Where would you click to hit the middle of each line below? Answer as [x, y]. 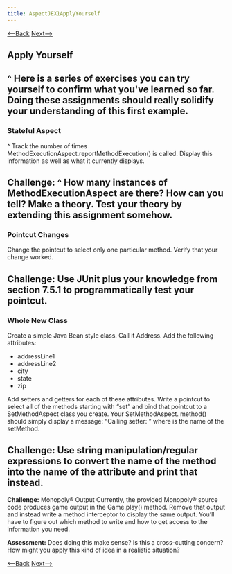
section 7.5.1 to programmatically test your [101, 289]
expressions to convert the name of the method [112, 461]
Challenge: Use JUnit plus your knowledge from [113, 279]
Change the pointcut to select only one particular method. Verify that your [113, 250]
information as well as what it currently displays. [76, 161]
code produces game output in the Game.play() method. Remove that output [116, 507]
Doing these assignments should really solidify [111, 100]
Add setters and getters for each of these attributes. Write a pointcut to [108, 399]
